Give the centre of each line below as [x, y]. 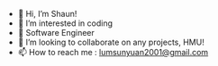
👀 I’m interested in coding [65, 23]
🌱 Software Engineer [56, 33]
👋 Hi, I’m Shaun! [47, 14]
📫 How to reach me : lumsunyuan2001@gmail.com [113, 52]
